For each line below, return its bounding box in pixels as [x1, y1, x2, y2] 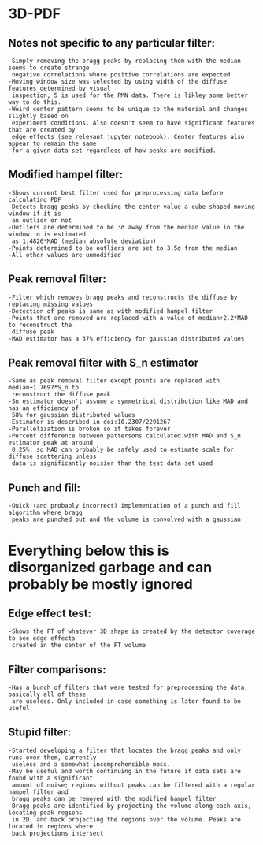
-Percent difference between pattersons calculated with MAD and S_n [8, 432, 242, 440]
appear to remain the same [8, 140, 97, 147]
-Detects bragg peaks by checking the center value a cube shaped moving [8, 203, 256, 210]
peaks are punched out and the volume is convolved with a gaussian [11, 516, 242, 524]
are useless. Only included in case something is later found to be [11, 698, 242, 705]
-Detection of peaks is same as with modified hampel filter [8, 307, 213, 315]
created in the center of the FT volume [11, 642, 146, 650]
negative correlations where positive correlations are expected [11, 71, 231, 79]
